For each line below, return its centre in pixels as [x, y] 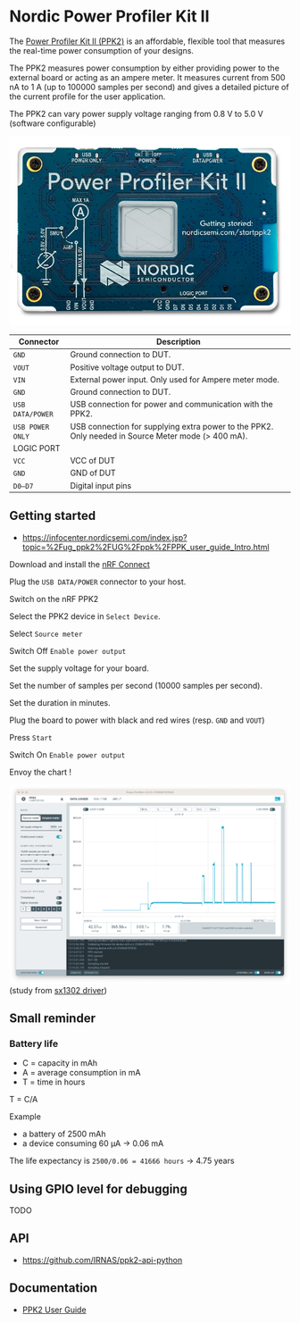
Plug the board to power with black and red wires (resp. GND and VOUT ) [137, 720]
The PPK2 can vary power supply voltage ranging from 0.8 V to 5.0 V [136, 113]
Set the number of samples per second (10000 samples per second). [136, 685]
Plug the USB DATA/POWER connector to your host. [98, 582]
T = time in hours [54, 1082]
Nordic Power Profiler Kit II [109, 17]
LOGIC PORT [37, 448]
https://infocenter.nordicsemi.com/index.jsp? [104, 537]
